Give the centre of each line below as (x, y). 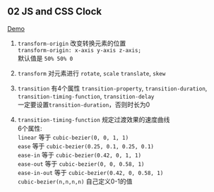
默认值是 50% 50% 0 (45, 58)
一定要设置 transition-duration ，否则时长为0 (84, 104)
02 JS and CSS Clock (55, 12)
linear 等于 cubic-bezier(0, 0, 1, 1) (73, 137)
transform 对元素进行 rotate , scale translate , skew (91, 73)
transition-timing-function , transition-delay (86, 96)
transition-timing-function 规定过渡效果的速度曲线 (94, 119)
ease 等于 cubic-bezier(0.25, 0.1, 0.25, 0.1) (85, 146)
